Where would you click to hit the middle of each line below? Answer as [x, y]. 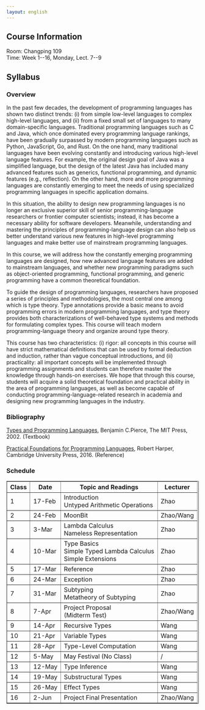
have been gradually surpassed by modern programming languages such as [102, 140]
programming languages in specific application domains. [77, 192]
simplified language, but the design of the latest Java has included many [97, 166]
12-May [45, 667]
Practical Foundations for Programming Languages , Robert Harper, [90, 448]
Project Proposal [88, 608]
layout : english [27, 12]
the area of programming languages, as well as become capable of [91, 389]
